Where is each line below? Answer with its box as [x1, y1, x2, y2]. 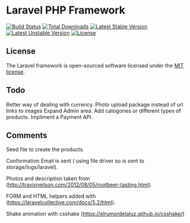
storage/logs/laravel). [6, 164, 58, 171]
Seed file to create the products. [6, 146, 85, 153]
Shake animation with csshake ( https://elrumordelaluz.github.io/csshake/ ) [6, 210, 185, 218]
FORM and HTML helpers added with [6, 192, 96, 200]
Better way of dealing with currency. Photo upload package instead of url [6, 101, 184, 108]
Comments [6, 130, 48, 140]
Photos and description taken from [6, 175, 90, 182]
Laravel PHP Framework [6, 4, 125, 17]
